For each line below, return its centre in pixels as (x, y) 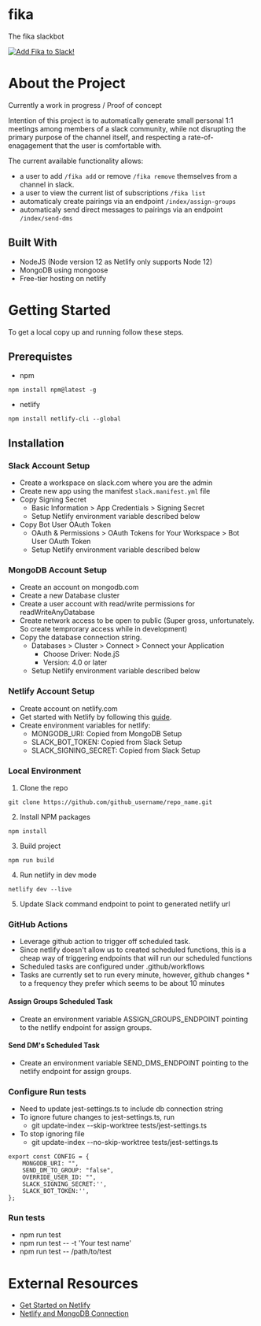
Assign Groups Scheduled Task (61, 1001)
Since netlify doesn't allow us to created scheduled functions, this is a (133, 950)
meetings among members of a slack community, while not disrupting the (127, 128)
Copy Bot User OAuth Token (65, 524)
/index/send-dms (46, 218)
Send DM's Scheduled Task (54, 1046)
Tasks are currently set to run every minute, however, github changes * (134, 975)
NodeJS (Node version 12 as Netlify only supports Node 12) (116, 261)
